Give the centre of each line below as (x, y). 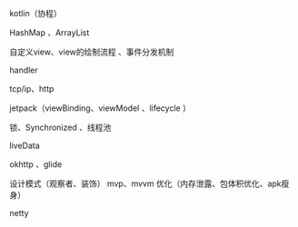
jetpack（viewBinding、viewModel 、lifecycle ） (100, 108)
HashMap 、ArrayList (50, 33)
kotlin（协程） (35, 13)
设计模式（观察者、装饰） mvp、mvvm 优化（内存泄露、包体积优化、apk (145, 183)
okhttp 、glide (36, 164)
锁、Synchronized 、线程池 (60, 127)
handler (24, 70)
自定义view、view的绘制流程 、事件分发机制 (92, 52)
